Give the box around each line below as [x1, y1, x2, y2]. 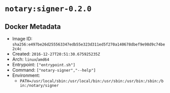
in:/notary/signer [19, 83, 59, 88]
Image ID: [12, 36, 33, 41]
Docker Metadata [5, 22, 61, 31]
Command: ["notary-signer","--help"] [12, 67, 96, 73]
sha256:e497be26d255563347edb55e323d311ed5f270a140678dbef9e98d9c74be [12, 42, 165, 47]
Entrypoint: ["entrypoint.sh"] [12, 62, 76, 67]
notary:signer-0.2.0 [5, 4, 92, 14]
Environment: [12, 72, 40, 78]
